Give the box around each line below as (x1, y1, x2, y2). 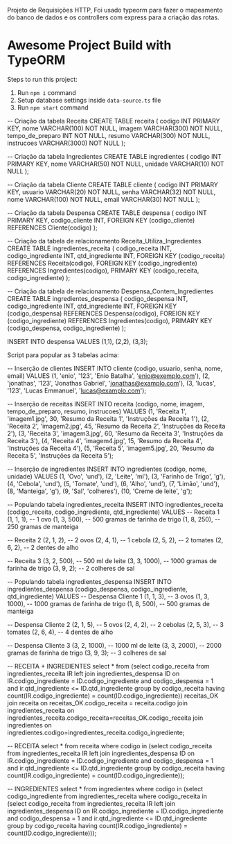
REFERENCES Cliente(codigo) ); (7, 223, 98, 232)
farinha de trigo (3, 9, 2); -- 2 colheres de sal (7, 564, 135, 572)
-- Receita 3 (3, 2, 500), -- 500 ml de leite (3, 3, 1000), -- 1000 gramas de (7, 556, 217, 565)
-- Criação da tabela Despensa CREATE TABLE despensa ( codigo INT (7, 208, 208, 217)
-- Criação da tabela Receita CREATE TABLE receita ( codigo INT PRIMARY (7, 117, 220, 125)
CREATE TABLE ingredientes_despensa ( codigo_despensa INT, (7, 294, 188, 302)
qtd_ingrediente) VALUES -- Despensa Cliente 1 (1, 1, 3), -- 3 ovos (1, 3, (7, 592, 210, 601)
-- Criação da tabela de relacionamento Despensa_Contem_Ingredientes (7, 287, 213, 295)
